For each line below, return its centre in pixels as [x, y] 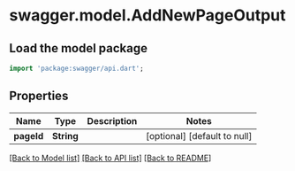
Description [112, 120]
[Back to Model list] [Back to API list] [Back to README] [110, 158]
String [65, 136]
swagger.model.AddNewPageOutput [147, 16]
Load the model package [79, 48]
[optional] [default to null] [199, 136]
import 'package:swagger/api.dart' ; [76, 68]
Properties [39, 96]
